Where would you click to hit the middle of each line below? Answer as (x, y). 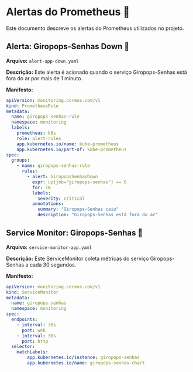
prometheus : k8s (37, 133)
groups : (21, 161)
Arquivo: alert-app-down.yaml (42, 60)
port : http (35, 341)
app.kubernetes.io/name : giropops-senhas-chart (86, 363)
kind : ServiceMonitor (32, 292)
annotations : (48, 204)
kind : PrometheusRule (32, 106)
